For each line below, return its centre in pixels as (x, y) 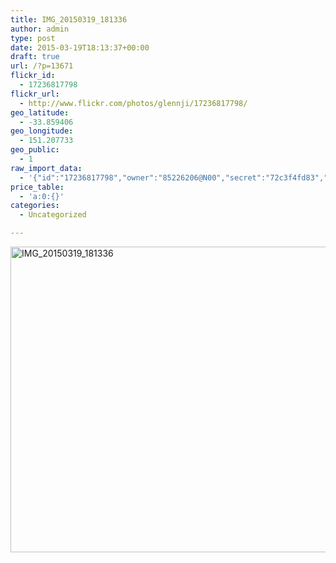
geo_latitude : (40, 112)
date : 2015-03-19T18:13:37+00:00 (80, 47)
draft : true (35, 57)
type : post (33, 38)
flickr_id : (33, 76)
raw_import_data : (46, 168)
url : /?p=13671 (42, 66)
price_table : (37, 187)
